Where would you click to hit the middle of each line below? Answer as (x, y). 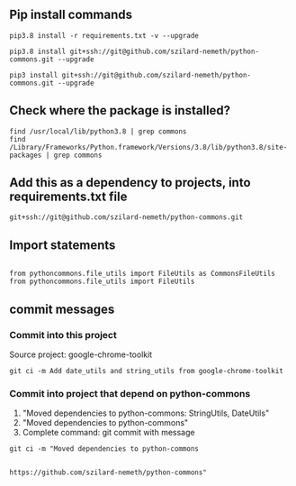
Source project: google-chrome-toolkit (81, 354)
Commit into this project (63, 335)
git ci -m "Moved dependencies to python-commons (104, 449)
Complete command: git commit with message (108, 433)
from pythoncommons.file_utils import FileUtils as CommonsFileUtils (143, 274)
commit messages (62, 309)
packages (26, 155)
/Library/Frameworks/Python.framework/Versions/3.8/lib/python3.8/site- (148, 147)
